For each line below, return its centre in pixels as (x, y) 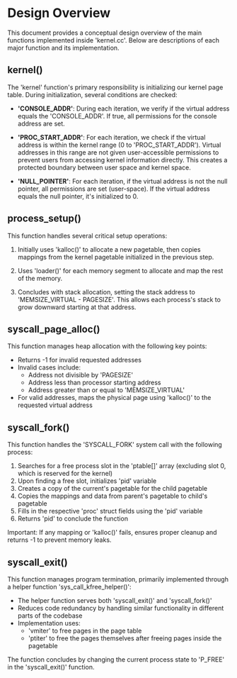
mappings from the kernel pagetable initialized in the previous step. (116, 257)
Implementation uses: (49, 623)
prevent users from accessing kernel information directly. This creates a (122, 160)
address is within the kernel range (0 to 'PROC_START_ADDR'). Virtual (119, 145)
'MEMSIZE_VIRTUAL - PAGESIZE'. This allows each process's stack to (119, 299)
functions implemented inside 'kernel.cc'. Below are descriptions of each (113, 40)
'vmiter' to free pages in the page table (85, 630)
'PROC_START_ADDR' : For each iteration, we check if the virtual (111, 137)
